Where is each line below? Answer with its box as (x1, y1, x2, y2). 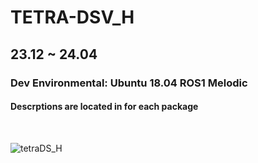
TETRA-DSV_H (10, 6, 135, 29)
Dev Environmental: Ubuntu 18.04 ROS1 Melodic (10, 76, 248, 90)
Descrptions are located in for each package (10, 101, 199, 113)
